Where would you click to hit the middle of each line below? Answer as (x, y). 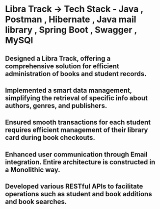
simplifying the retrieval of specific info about (77, 98)
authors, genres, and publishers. (56, 106)
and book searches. (36, 202)
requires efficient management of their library (77, 130)
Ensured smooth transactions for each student (78, 122)
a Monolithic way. (33, 170)
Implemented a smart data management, (68, 90)
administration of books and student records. (76, 74)
